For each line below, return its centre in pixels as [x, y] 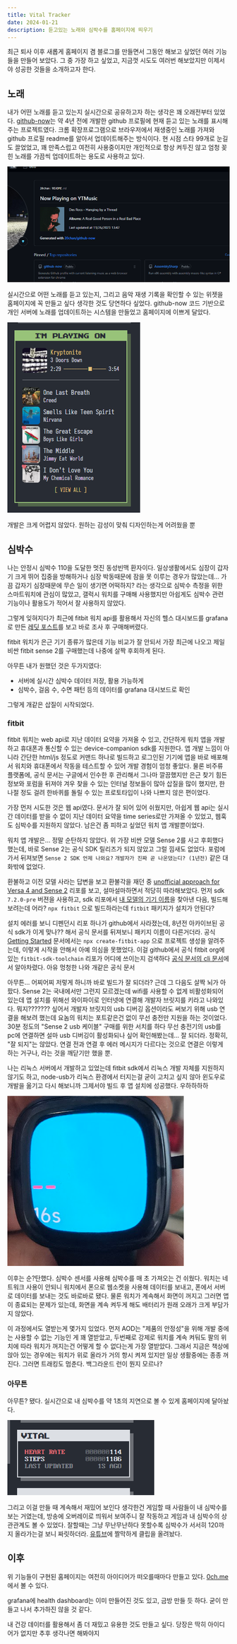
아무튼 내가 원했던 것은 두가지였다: [54, 666]
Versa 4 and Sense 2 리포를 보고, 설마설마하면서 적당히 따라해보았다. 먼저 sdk [116, 891]
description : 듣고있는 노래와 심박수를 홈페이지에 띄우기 [80, 30]
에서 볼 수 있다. [28, 1585]
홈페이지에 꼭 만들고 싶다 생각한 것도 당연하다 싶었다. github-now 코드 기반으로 [116, 303]
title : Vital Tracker [39, 15]
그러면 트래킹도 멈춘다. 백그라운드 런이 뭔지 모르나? [92, 1364]
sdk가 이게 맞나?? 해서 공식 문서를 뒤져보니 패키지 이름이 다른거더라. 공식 [115, 932]
